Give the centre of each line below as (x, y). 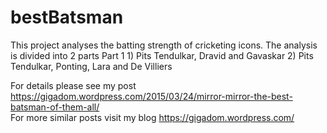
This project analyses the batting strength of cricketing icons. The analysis (164, 45)
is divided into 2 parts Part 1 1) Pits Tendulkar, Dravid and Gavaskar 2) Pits (162, 55)
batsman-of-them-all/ (55, 107)
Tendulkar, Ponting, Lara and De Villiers (91, 66)
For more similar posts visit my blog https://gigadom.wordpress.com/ (152, 117)
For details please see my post (73, 85)
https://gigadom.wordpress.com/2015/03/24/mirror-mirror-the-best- (151, 96)
